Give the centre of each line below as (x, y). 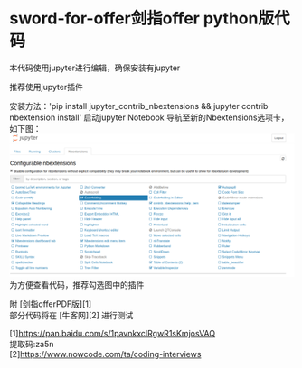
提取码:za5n (32, 345)
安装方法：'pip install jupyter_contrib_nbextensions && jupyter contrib (139, 106)
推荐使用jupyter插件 (46, 87)
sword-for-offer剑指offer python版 (142, 18)
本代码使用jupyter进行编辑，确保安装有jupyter (95, 68)
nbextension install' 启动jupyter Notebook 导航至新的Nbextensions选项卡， (149, 117)
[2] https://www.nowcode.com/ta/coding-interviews (105, 354)
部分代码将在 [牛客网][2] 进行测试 (71, 316)
